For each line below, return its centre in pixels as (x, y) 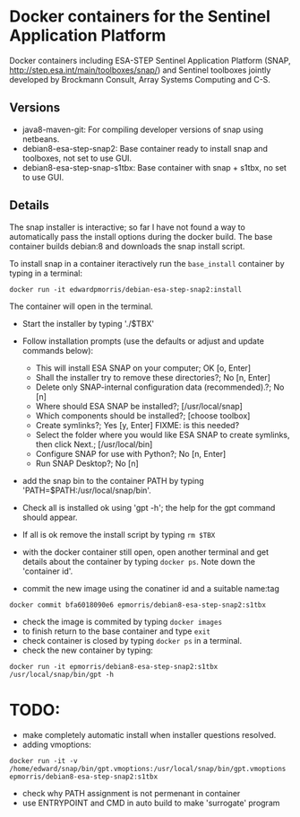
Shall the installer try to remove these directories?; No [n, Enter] (153, 377)
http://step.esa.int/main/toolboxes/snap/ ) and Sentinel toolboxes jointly (140, 70)
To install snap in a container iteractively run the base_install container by (147, 263)
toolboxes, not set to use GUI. (77, 158)
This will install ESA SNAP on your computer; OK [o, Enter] (143, 368)
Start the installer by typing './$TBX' (88, 323)
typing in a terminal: (46, 273)
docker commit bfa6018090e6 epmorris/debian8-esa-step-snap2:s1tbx (138, 605)
